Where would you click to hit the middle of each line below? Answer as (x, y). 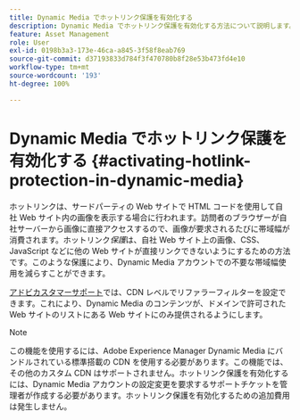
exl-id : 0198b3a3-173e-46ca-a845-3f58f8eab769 (97, 51)
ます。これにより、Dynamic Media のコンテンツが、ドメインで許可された (151, 303)
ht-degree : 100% (39, 84)
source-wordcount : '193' (55, 76)
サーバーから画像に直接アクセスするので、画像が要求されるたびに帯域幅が (153, 228)
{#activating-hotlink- (171, 161)
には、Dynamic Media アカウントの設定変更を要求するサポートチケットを (145, 383)
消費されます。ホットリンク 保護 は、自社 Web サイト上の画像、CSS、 (137, 239)
